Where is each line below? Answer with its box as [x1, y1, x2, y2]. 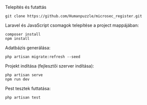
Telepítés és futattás [5, 4, 47, 10]
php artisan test [5, 95, 41, 100]
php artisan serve [5, 72, 43, 77]
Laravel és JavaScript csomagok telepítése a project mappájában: [5, 22, 139, 28]
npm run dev [5, 77, 30, 82]
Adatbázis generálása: [5, 45, 51, 51]
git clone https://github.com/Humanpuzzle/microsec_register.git [5, 14, 142, 19]
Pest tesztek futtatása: [5, 86, 51, 91]
